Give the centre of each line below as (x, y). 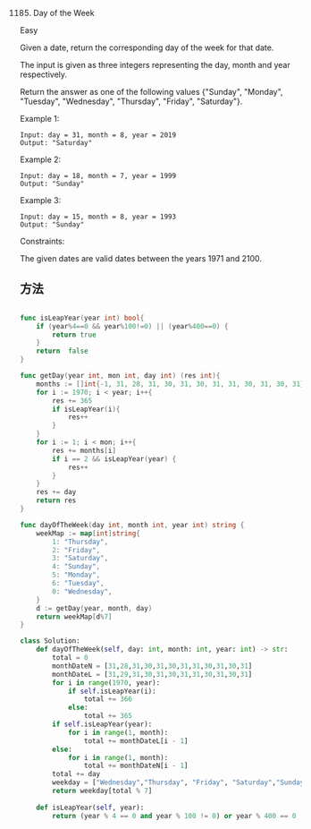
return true (75, 335)
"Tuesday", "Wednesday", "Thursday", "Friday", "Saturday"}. (131, 101)
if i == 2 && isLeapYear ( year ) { (114, 459)
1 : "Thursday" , (80, 542)
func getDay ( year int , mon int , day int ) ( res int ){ (120, 376)
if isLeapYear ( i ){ (86, 409)
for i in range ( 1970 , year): (106, 683)
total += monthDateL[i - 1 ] (136, 741)
